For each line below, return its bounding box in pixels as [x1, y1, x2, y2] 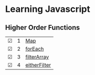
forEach [25, 46, 44, 52]
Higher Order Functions [5, 23, 80, 32]
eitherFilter [25, 62, 51, 68]
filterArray [25, 54, 49, 60]
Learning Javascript [5, 3, 90, 15]
